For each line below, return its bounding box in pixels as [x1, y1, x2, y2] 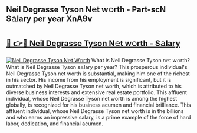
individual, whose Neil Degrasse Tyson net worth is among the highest [6, 95, 178, 102]
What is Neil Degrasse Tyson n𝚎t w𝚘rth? [91, 57, 191, 64]
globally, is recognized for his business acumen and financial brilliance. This [6, 101, 191, 108]
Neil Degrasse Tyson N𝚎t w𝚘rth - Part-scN [6, 5, 166, 15]
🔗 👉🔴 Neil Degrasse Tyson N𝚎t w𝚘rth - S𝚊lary [6, 38, 181, 48]
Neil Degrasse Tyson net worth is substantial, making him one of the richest [6, 70, 190, 77]
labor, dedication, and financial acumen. [6, 120, 103, 127]
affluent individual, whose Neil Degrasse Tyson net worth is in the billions [6, 108, 184, 114]
